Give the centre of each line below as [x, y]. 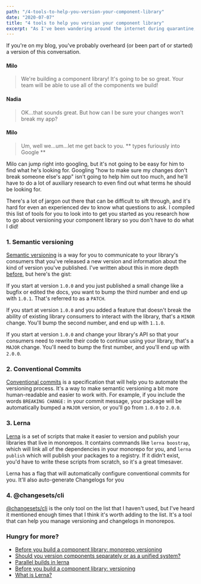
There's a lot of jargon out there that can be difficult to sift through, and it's [98, 201]
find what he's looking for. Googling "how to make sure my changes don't [97, 170]
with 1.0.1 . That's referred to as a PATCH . [56, 299]
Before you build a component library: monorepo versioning [89, 550]
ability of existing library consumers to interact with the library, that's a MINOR [100, 317]
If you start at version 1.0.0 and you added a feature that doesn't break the [99, 310]
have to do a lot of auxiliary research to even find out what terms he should [99, 183]
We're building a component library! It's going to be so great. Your [102, 79]
